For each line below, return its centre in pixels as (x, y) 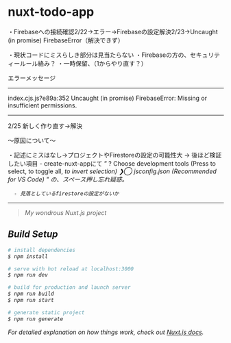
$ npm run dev (28, 275)
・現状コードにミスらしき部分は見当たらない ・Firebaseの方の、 (99, 55)
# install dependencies (42, 250)
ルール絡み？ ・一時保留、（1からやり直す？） (83, 63)
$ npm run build (31, 294)
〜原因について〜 (32, 140)
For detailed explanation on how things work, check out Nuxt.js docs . (106, 332)
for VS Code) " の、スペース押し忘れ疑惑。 (68, 179)
